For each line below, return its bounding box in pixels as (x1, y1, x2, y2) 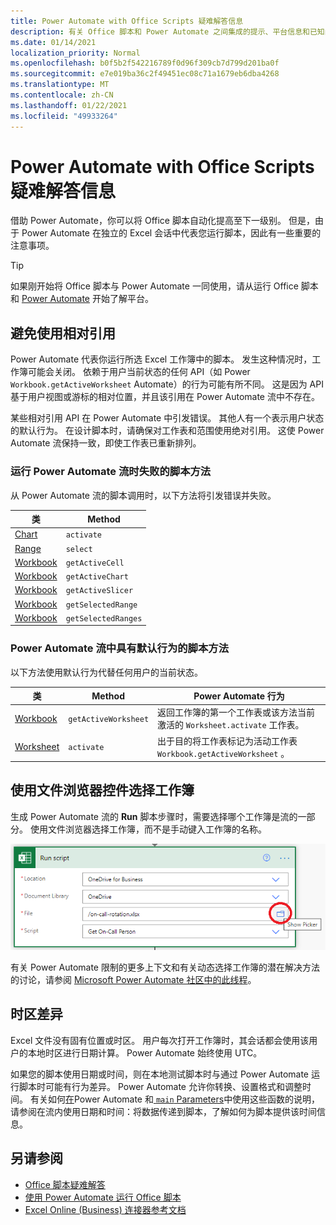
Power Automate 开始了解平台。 (21, 293, 154, 305)
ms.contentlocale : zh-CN (10, 90, 114, 100)
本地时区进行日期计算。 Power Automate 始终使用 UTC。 (27, 1046, 263, 1059)
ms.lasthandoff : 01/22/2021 (10, 100, 128, 110)
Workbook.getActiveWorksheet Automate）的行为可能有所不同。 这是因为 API (10, 378, 324, 390)
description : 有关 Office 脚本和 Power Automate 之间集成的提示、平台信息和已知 (10, 26, 325, 37)
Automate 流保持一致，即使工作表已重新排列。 (10, 437, 202, 449)
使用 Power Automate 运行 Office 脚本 (24, 1191, 182, 1203)
